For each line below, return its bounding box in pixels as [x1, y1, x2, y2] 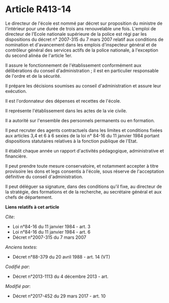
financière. [5, 153, 28, 159]
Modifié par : [5, 283, 31, 289]
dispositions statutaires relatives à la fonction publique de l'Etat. [5, 138, 138, 144]
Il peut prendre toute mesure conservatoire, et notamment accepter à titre [5, 163, 159, 169]
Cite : [5, 214, 15, 220]
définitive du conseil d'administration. [5, 173, 83, 180]
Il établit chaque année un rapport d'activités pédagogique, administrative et [5, 147, 164, 154]
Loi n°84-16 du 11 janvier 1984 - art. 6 [12, 229, 91, 235]
